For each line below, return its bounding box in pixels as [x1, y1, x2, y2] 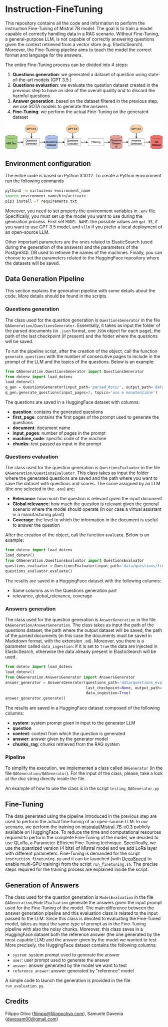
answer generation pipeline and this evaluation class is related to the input [5, 910, 158, 916]
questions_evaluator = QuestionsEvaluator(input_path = [5, 563, 122, 568]
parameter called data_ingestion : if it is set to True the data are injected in [5, 643, 157, 649]
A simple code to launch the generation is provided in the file [5, 977, 131, 983]
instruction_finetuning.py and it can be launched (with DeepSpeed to [5, 856, 152, 862]
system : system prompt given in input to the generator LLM [12, 720, 135, 726]
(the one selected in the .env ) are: [5, 486, 75, 492]
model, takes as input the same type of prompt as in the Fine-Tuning [5, 921, 146, 927]
